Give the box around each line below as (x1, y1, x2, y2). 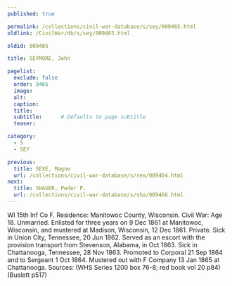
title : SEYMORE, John (7, 55, 71, 62)
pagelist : (7, 68, 37, 75)
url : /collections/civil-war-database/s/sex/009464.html (13, 172, 184, 179)
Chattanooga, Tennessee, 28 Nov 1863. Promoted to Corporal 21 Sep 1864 (7, 248, 224, 256)
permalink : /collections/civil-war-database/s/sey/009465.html (7, 23, 197, 30)
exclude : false (13, 75, 58, 82)
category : (7, 133, 37, 140)
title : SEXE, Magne (13, 165, 71, 173)
